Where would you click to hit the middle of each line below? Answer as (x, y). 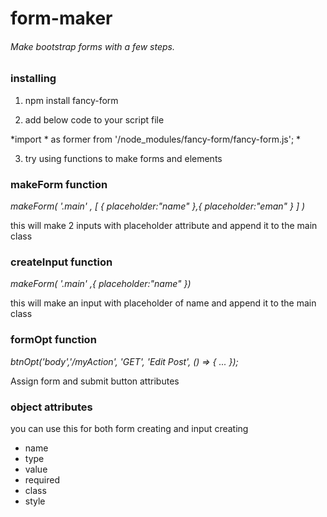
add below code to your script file (94, 119)
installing (33, 79)
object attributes (51, 407)
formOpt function (53, 340)
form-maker (61, 18)
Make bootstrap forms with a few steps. (92, 46)
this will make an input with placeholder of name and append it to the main (163, 303)
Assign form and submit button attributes (95, 381)
